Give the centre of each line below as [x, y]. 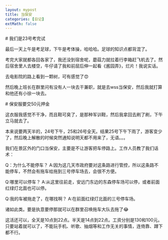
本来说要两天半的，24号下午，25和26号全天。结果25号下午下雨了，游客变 [82, 131]
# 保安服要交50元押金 [27, 104]
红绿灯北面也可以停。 [27, 188]
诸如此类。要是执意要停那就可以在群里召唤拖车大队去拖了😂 [67, 210]
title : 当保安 [19, 14]
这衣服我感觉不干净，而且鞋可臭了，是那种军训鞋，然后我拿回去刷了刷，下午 [84, 115]
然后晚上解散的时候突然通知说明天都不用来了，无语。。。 [71, 138]
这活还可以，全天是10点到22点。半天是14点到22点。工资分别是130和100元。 [84, 220]
